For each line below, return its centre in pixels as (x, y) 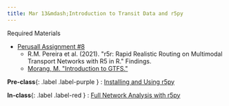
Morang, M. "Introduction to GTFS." (78, 68)
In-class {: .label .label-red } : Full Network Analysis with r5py (94, 95)
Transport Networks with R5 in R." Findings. (89, 61)
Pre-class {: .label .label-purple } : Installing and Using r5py (91, 82)
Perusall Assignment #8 (51, 46)
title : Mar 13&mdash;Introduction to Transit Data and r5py (96, 13)
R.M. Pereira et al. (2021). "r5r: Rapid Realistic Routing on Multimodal (125, 54)
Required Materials (34, 33)
